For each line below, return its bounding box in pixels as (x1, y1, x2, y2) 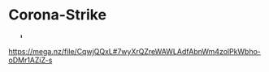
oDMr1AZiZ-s (8, 55, 53, 65)
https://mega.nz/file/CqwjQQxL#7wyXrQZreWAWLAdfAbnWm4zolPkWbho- (8, 46, 262, 56)
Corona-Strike (8, 6, 107, 24)
